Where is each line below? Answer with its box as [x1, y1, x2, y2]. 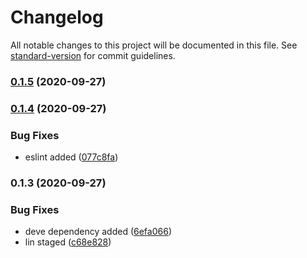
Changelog [10, 6, 104, 29]
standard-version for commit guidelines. [10, 49, 176, 61]
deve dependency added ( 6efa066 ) [24, 226, 172, 238]
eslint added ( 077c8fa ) [24, 151, 119, 163]
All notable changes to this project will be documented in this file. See [10, 39, 298, 51]
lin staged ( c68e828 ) [24, 236, 112, 248]
